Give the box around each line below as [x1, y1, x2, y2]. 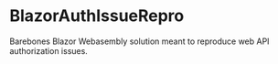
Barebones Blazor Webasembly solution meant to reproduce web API [9, 36, 270, 47]
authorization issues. [9, 45, 89, 56]
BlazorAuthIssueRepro [9, 5, 185, 27]
